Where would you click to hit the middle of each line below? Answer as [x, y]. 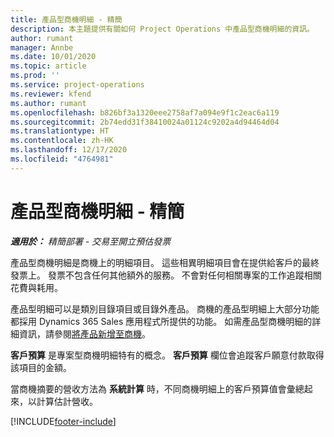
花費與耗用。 [36, 287]
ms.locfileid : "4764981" [62, 159]
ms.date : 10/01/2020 [53, 57]
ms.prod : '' [35, 76]
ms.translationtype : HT [60, 131]
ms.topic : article [48, 66]
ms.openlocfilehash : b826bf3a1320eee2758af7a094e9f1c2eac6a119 [145, 112]
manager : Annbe [42, 47]
